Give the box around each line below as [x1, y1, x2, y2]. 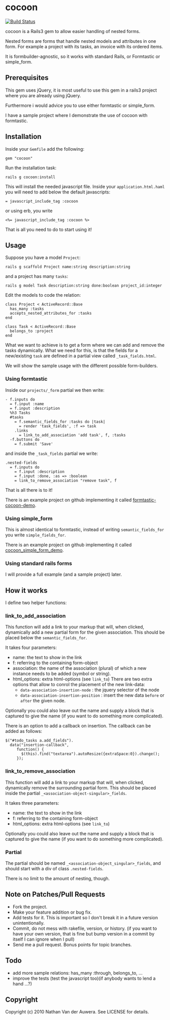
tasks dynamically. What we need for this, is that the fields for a [5, 348, 138, 354]
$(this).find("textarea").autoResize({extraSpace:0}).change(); [21, 751, 160, 757]
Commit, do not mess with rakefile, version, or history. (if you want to [12, 925, 157, 931]
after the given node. [20, 698, 66, 704]
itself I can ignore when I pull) [12, 936, 75, 942]
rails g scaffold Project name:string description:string [5, 264, 130, 270]
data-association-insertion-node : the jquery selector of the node [20, 687, 160, 693]
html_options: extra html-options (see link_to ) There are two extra [12, 676, 152, 682]
